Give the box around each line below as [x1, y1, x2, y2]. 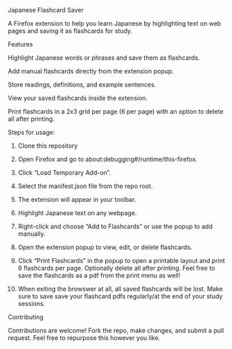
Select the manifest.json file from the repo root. [17, 182, 153, 190]
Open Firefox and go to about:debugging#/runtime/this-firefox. [17, 155, 198, 163]
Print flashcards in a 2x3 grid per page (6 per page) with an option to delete [8, 108, 224, 115]
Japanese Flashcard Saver [8, 6, 84, 14]
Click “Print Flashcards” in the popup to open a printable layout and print [17, 257, 226, 264]
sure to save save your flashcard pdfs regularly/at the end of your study [17, 292, 223, 300]
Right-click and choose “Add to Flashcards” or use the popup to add [17, 222, 213, 230]
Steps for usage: [8, 128, 55, 136]
